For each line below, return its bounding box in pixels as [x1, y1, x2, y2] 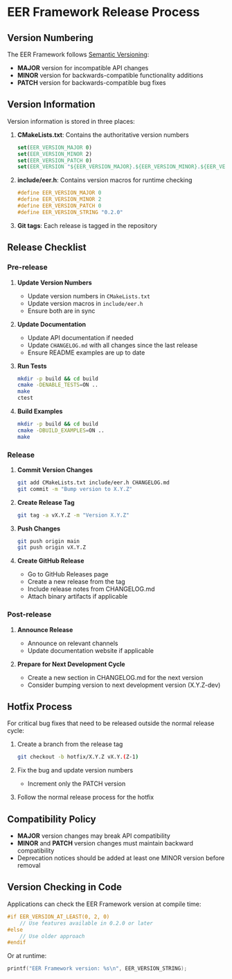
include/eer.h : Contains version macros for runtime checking [17, 176, 193, 184]
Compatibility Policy [7, 813, 96, 825]
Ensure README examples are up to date [27, 348, 145, 357]
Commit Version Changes [17, 465, 93, 474]
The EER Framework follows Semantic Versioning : [7, 50, 150, 58]
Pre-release [7, 262, 48, 272]
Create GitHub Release [17, 557, 84, 565]
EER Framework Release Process [7, 4, 200, 20]
